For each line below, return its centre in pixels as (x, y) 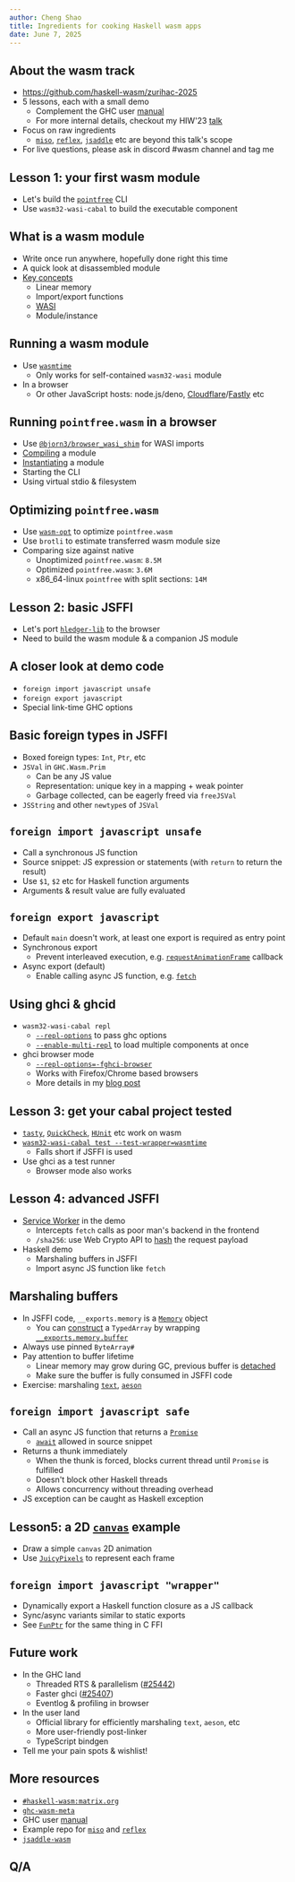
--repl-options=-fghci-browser (94, 1065)
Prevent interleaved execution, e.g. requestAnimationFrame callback (159, 957)
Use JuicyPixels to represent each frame (98, 1558)
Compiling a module (59, 453)
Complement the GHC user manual (100, 111)
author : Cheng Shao (46, 17)
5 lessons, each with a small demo (85, 102)
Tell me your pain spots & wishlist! (85, 1750)
